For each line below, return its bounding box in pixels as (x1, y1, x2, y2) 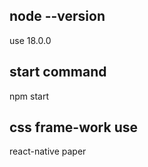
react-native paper (9, 145, 87, 158)
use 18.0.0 (9, 34, 52, 46)
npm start (9, 90, 50, 102)
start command (9, 64, 107, 81)
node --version (9, 8, 106, 25)
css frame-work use (9, 119, 138, 136)
